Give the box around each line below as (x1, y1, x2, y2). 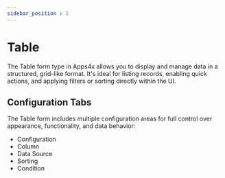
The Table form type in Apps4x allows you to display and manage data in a (7, 62, 218, 71)
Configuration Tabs (7, 97, 92, 108)
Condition (16, 164, 45, 173)
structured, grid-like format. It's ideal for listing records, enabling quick (7, 69, 207, 77)
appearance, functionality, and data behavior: (7, 122, 136, 130)
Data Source (16, 150, 53, 158)
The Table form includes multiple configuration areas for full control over (7, 114, 213, 123)
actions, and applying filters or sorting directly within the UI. (7, 77, 176, 85)
